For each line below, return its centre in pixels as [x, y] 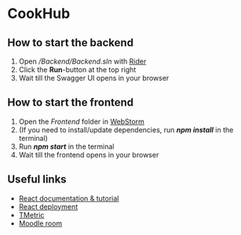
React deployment [48, 206]
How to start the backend [71, 43]
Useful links [37, 180]
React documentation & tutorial [69, 198]
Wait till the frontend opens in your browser [89, 154]
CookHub [39, 14]
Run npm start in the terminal [66, 146]
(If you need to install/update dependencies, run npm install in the [126, 129]
